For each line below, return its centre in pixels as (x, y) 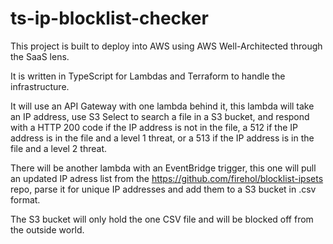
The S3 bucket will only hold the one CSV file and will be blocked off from (162, 219)
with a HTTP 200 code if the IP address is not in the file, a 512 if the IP (154, 127)
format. (25, 199)
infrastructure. (40, 86)
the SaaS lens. (40, 56)
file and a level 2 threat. (59, 148)
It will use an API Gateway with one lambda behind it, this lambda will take (162, 106)
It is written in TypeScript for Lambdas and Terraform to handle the (148, 76)
